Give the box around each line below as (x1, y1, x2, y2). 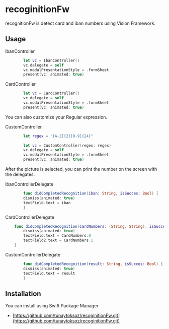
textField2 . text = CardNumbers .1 (23, 238, 94, 243)
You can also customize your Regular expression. (5, 114, 107, 120)
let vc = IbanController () (23, 58, 80, 63)
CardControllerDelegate (5, 214, 54, 220)
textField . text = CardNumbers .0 (23, 233, 92, 238)
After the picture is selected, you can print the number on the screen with (5, 166, 157, 172)
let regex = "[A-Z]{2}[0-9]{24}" (23, 134, 94, 139)
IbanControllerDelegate (5, 181, 54, 187)
